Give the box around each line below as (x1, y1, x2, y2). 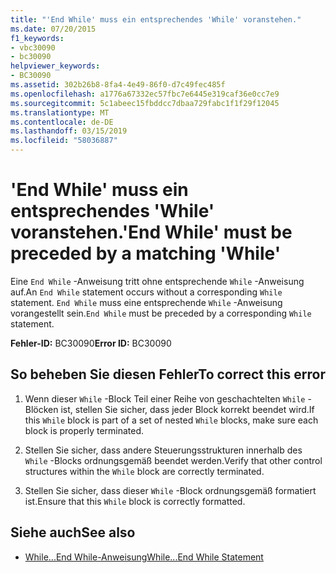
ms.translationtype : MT (10, 107, 110, 118)
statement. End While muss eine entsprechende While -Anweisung (10, 296, 283, 308)
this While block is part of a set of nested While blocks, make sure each (24, 414, 319, 426)
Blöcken (24, 403, 59, 415)
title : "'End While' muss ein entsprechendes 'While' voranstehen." (10, 14, 302, 25)
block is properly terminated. (24, 424, 145, 436)
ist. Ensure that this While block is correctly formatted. (24, 495, 246, 507)
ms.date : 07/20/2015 (10, 24, 97, 34)
